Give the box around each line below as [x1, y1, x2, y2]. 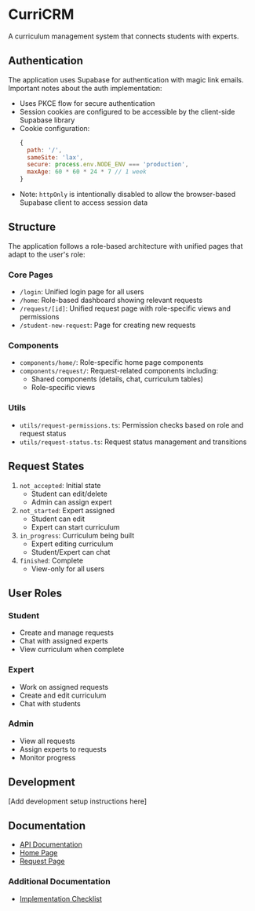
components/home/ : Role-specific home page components [19, 358, 204, 367]
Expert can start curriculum [31, 522, 120, 531]
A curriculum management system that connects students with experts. [8, 31, 239, 41]
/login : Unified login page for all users [19, 287, 144, 297]
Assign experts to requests [19, 744, 107, 754]
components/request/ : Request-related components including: [19, 366, 218, 376]
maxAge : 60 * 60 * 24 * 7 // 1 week [27, 168, 147, 176]
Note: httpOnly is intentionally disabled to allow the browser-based [19, 190, 236, 199]
